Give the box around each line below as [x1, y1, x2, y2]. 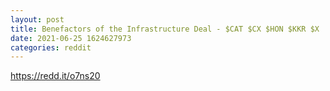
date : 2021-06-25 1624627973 [10, 33, 132, 43]
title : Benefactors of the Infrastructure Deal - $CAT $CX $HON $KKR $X [10, 24, 320, 34]
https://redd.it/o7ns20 [10, 70, 101, 82]
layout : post [10, 14, 65, 25]
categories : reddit [10, 42, 92, 53]
